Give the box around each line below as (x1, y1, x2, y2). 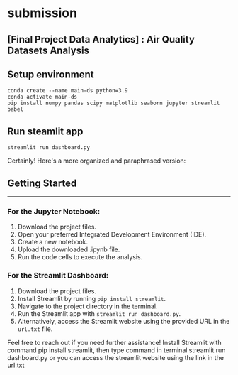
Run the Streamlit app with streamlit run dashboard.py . (17, 309, 181, 317)
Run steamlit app (7, 125, 84, 137)
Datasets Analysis (7, 44, 90, 56)
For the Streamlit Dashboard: (7, 271, 109, 281)
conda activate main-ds (7, 94, 78, 101)
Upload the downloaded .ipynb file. (17, 245, 120, 254)
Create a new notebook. (17, 238, 89, 246)
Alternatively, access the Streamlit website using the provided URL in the (17, 317, 230, 325)
